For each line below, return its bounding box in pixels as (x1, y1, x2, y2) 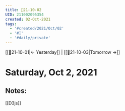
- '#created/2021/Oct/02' (10, 26, 65, 31)
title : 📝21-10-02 (5, 7, 42, 13)
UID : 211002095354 (5, 12, 44, 17)
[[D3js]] (5, 100, 21, 106)
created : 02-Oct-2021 (5, 17, 51, 22)
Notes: (5, 86, 27, 95)
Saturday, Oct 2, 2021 (5, 67, 97, 78)
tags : (5, 21, 17, 27)
